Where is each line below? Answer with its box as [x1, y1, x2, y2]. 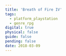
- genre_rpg [9, 20, 34, 26]
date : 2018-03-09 [5, 43, 41, 48]
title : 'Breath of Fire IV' [5, 7, 63, 12]
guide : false [5, 35, 32, 39]
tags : [5, 12, 16, 17]
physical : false [5, 30, 38, 35]
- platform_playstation [9, 16, 58, 21]
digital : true [5, 25, 34, 30]
